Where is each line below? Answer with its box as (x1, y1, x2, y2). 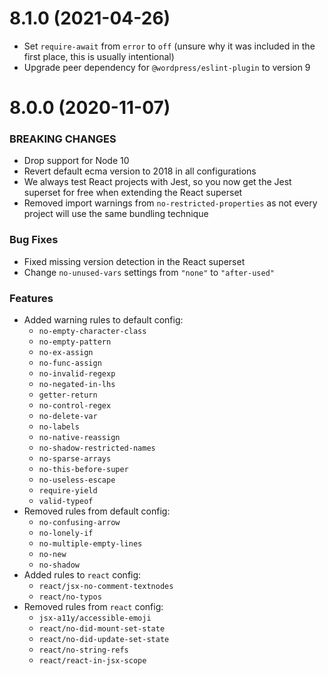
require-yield (38, 486, 98, 496)
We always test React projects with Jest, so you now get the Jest (23, 176, 292, 188)
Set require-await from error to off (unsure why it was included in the (23, 40, 316, 52)
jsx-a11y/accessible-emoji (38, 613, 152, 624)
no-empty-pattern (38, 337, 112, 347)
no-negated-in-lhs (38, 380, 116, 390)
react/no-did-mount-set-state (38, 624, 166, 634)
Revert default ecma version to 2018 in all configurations (23, 165, 257, 177)
